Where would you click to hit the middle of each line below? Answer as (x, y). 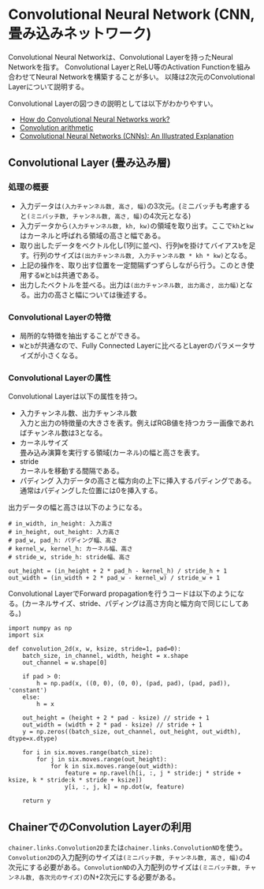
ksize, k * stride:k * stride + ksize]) (76, 780)
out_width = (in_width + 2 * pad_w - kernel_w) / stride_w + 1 (114, 578)
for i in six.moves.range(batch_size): (88, 753)
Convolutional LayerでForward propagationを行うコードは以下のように (123, 594)
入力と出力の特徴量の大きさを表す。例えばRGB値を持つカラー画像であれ (137, 423)
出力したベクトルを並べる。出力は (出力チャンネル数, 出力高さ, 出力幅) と (133, 285)
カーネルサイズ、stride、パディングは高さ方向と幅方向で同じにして (134, 603)
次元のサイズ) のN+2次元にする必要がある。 (112, 877)
